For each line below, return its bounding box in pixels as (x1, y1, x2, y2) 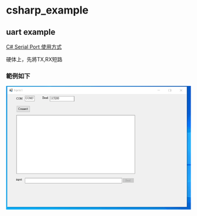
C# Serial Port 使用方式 (6, 44, 62, 50)
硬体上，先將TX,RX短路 (6, 56, 63, 62)
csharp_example (6, 4, 89, 17)
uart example (6, 27, 56, 37)
